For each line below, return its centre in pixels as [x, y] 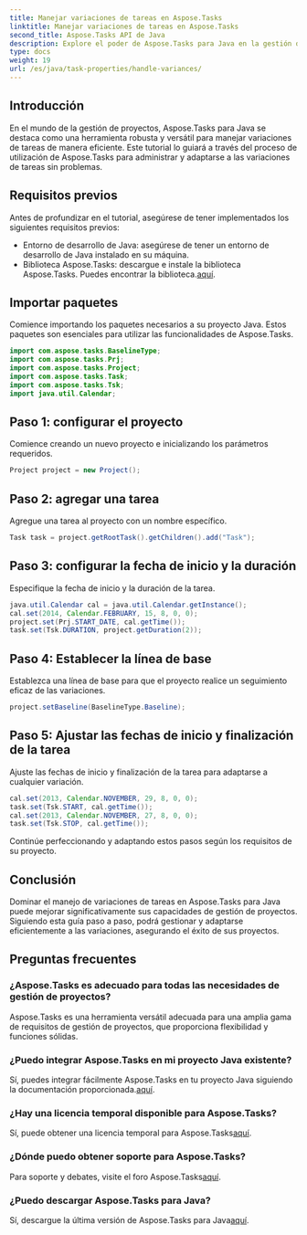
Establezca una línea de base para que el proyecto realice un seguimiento [148, 681]
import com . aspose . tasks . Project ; [75, 368]
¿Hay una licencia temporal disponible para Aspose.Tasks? [143, 1113]
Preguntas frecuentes [73, 960]
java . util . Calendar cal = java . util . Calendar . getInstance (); [128, 605]
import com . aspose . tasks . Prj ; [67, 360]
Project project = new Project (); [75, 470]
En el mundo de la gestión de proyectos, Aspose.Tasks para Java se [138, 128]
